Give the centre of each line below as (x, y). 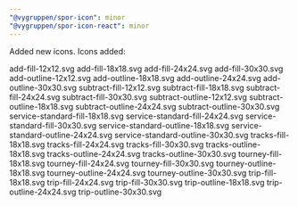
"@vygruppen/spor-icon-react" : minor (79, 26)
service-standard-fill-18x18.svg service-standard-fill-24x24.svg (126, 116)
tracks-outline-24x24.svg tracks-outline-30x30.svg (141, 153)
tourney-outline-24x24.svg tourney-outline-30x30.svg (147, 173)
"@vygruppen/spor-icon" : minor (67, 17)
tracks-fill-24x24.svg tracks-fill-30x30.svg (125, 144)
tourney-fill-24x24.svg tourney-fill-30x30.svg (130, 163)
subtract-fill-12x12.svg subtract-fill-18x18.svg (161, 87)
